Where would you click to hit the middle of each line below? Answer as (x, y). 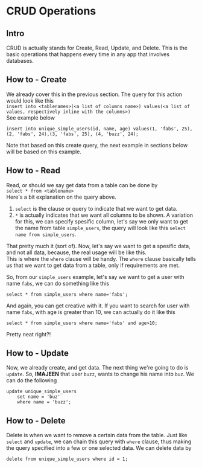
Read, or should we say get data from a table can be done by (82, 185)
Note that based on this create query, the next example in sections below (97, 145)
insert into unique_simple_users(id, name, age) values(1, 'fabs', (93, 129)
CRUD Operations (51, 11)
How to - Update (38, 354)
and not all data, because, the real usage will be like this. (76, 252)
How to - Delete (36, 421)
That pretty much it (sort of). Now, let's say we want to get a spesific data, (99, 246)
